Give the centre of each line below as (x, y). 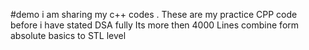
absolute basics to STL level (68, 35)
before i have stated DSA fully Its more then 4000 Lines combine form (155, 25)
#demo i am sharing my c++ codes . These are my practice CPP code (154, 14)
